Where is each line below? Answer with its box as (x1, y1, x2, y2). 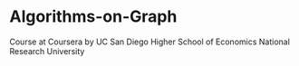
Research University (9, 45, 85, 56)
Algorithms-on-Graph (9, 6, 178, 27)
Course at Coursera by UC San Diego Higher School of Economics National (9, 36, 290, 47)
